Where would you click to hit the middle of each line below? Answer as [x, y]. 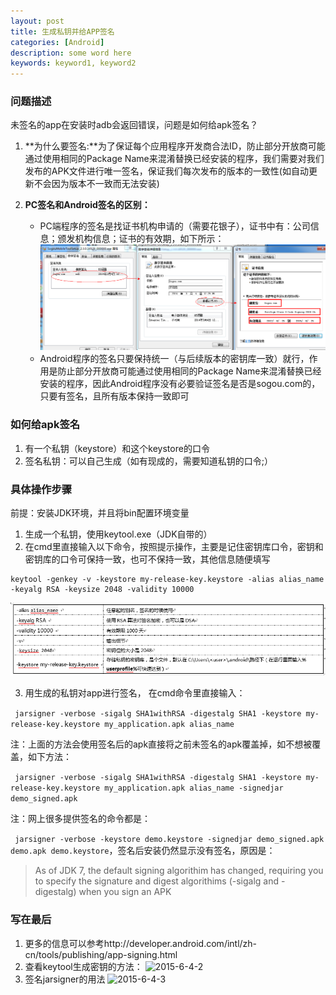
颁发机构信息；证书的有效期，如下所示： [141, 239]
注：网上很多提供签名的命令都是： [80, 819]
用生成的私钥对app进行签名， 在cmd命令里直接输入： [135, 693]
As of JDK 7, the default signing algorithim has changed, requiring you [179, 871]
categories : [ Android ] [57, 42]
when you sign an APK [125, 892]
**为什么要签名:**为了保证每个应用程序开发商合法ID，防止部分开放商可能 [175, 146]
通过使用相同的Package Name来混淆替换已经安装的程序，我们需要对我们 [174, 159]
